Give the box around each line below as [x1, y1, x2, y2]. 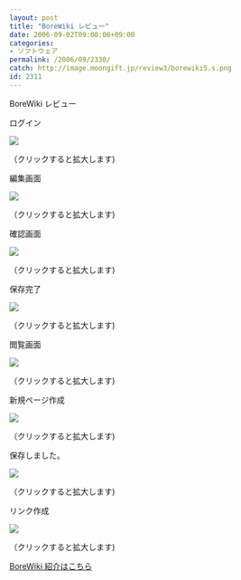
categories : [9, 38, 54, 48]
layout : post [9, 13, 59, 23]
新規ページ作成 [9, 395, 65, 405]
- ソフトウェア [9, 47, 59, 56]
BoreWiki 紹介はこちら [9, 560, 93, 571]
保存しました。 [9, 450, 65, 461]
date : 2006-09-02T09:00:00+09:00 [9, 30, 135, 39]
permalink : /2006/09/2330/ [9, 55, 111, 64]
